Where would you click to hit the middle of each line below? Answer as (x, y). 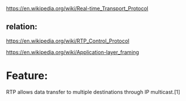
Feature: (27, 76)
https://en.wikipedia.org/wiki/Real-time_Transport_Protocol (77, 8)
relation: (22, 27)
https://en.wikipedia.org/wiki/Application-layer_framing (73, 52)
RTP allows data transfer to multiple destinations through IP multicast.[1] (93, 92)
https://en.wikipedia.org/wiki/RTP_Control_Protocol (68, 41)
